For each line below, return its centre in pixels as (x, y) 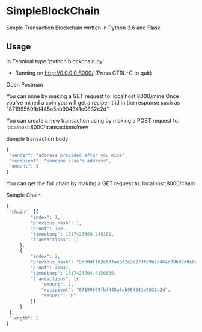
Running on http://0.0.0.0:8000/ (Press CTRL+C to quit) (83, 73)
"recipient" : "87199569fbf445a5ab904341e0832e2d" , (106, 290)
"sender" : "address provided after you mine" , (68, 155)
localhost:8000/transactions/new (47, 127)
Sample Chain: (24, 195)
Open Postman (25, 84)
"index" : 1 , (45, 217)
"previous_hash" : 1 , (56, 223)
